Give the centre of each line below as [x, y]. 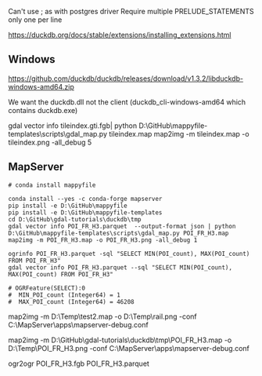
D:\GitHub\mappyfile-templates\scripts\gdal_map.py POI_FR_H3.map [118, 233]
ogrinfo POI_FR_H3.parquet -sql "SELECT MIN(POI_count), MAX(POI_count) [129, 254]
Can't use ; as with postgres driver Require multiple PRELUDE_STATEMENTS [131, 11]
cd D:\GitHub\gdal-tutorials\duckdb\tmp [75, 219]
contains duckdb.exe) [43, 110]
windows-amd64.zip [41, 86]
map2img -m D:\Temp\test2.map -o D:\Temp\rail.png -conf [102, 316]
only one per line [35, 20]
